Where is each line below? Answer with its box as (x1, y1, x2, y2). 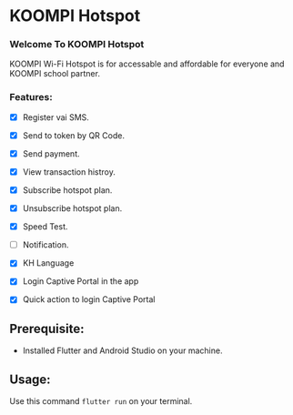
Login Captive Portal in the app (22, 276, 139, 287)
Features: (9, 91, 53, 104)
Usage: (9, 371, 52, 387)
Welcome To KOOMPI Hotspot (9, 38, 145, 51)
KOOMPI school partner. (9, 68, 100, 79)
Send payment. (22, 147, 80, 159)
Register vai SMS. (22, 111, 89, 123)
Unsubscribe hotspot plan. (22, 203, 123, 214)
